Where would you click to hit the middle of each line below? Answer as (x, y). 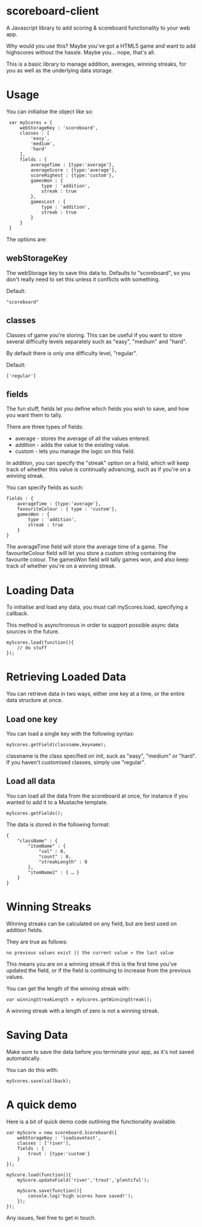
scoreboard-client (53, 11)
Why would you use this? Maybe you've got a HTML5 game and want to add (101, 46)
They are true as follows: (37, 942)
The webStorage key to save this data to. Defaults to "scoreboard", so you (98, 273)
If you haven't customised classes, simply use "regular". (76, 762)
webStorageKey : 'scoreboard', (59, 128)
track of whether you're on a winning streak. (61, 566)
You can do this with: (32, 1070)
